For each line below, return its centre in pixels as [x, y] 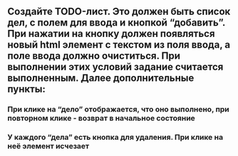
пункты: [27, 89]
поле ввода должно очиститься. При [94, 56]
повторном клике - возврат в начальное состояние [102, 118]
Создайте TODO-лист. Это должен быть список [119, 12]
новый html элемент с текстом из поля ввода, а [119, 45]
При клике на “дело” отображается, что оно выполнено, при [118, 109]
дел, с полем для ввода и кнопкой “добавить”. [117, 23]
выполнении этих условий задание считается [115, 67]
